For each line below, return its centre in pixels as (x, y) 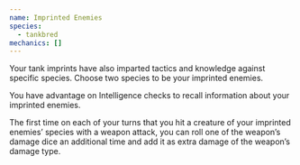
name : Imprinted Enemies (56, 18)
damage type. (35, 151)
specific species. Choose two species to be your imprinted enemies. (136, 78)
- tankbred (38, 34)
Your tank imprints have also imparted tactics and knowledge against (137, 69)
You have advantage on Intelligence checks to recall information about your (150, 96)
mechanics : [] (36, 43)
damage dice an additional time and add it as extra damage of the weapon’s (150, 142)
